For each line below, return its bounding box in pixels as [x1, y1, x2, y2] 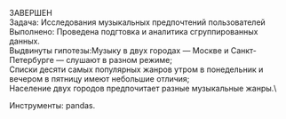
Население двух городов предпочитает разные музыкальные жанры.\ [9, 83, 277, 93]
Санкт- [230, 45, 258, 56]
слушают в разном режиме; [66, 55, 173, 65]
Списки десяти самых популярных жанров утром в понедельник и [9, 64, 264, 75]
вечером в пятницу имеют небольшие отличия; [9, 74, 190, 83]
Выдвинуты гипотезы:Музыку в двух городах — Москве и [9, 45, 229, 56]
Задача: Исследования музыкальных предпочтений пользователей [9, 17, 266, 28]
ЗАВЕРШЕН [9, 8, 53, 18]
